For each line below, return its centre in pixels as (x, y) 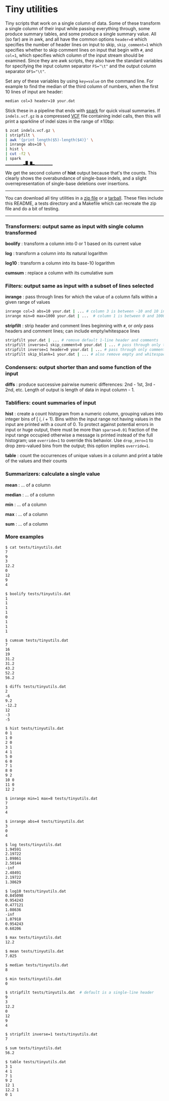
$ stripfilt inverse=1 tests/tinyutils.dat (52, 1035)
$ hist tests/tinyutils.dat (35, 729)
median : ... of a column (30, 494)
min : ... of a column (26, 504)
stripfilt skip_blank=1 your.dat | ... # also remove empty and (74, 354)
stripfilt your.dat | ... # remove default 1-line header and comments (82, 341)
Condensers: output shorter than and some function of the (78, 367)
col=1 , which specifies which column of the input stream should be (75, 55)
